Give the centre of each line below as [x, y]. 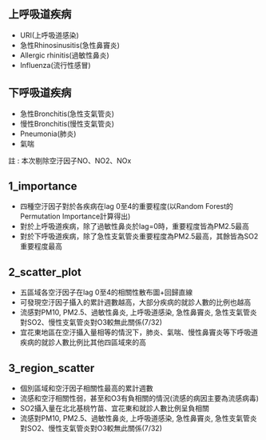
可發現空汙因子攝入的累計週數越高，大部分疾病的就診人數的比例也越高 [135, 302]
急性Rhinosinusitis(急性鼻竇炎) [69, 45]
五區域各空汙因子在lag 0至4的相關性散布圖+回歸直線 [106, 292]
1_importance [43, 186]
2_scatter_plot [45, 272]
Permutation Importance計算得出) [75, 216]
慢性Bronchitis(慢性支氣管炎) [67, 123]
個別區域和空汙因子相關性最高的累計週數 [86, 388]
